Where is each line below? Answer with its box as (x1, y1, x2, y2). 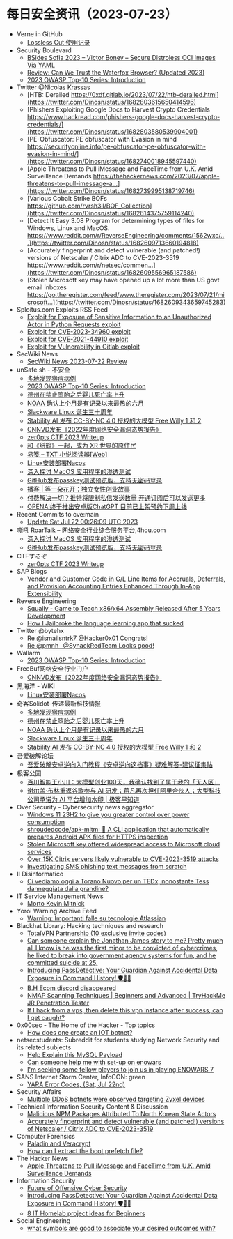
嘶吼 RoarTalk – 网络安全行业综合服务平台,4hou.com (16, 526, 166, 534)
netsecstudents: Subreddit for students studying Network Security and (16, 1035, 220, 1044)
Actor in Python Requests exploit (26, 320, 121, 328)
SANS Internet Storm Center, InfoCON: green (16, 1072, 145, 1081)
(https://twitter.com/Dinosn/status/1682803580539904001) (26, 127, 198, 136)
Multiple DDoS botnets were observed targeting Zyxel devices (26, 1095, 206, 1103)
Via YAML (26, 61, 56, 69)
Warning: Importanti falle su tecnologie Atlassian (26, 914, 166, 922)
